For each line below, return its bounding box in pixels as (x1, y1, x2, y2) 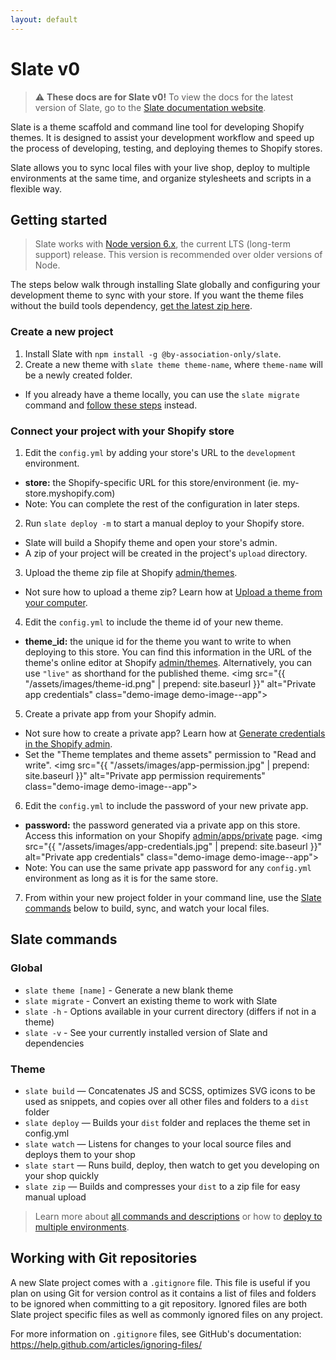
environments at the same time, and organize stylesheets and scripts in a (10, 172, 312, 184)
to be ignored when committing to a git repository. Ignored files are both (10, 1297, 308, 1310)
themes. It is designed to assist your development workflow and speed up (10, 131, 315, 143)
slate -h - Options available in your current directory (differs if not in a (24, 1005, 317, 1017)
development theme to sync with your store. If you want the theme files (10, 289, 304, 301)
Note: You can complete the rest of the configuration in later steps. (24, 497, 300, 510)
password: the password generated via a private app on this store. (24, 819, 301, 831)
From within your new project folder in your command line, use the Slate (24, 891, 322, 903)
